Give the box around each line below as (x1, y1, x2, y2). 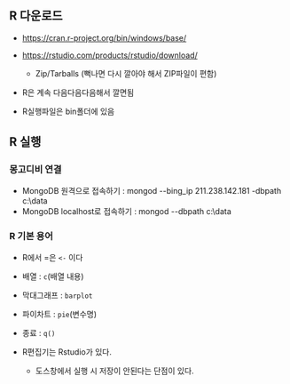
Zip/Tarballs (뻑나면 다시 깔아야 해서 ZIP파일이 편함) (35, 68, 217, 78)
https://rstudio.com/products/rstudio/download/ (21, 50, 198, 60)
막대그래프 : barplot (21, 290, 93, 300)
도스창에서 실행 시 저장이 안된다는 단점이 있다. (35, 365, 194, 376)
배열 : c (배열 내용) (21, 270, 84, 282)
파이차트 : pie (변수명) (21, 308, 98, 319)
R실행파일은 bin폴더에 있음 (21, 106, 115, 116)
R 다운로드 (9, 8, 64, 24)
